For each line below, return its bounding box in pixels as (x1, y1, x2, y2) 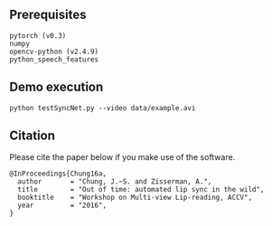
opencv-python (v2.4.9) (9, 47, 99, 56)
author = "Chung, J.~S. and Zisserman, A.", (17, 177, 212, 186)
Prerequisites (9, 7, 87, 23)
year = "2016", (17, 201, 107, 211)
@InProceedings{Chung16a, (9, 169, 107, 179)
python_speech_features (9, 54, 99, 64)
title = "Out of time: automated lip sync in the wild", (17, 185, 265, 194)
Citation (9, 128, 56, 144)
